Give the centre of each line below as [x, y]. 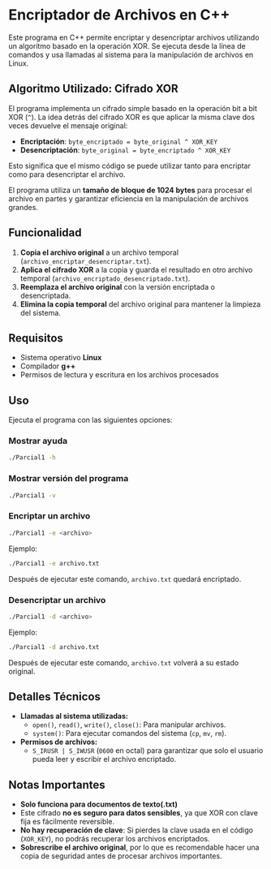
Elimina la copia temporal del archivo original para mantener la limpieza [140, 304]
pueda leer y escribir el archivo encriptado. [104, 759]
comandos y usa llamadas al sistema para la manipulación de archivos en [131, 54]
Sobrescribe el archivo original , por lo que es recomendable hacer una [140, 847]
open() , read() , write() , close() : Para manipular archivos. [129, 725]
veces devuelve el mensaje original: [68, 125]
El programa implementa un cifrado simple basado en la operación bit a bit [133, 108]
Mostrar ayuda [38, 441]
